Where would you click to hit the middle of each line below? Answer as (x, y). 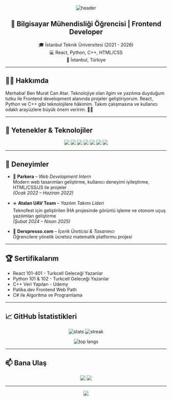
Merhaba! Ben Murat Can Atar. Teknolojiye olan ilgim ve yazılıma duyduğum (85, 93)
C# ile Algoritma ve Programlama (48, 295)
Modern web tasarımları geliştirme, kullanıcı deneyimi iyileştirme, (81, 182)
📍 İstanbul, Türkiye (86, 59)
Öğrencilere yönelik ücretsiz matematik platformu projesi (72, 237)
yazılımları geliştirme (34, 216)
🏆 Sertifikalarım (32, 258)
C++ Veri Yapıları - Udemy (40, 284)
